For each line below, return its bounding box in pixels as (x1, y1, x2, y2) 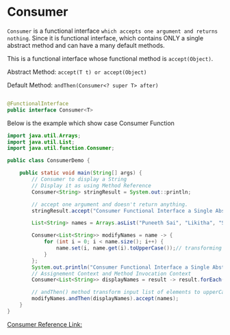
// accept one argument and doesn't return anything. (31, 201, 188, 208)
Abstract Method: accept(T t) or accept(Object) (7, 68, 147, 76)
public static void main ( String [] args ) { (19, 170, 142, 176)
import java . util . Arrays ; (7, 132, 81, 139)
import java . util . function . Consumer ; (7, 145, 115, 152)
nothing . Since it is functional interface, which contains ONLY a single (7, 33, 204, 42)
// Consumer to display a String (31, 176, 127, 183)
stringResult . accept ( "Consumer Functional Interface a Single (31, 207, 213, 214)
